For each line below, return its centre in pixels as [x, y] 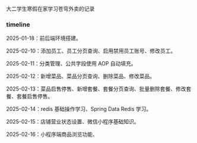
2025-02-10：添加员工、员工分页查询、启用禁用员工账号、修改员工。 [91, 51]
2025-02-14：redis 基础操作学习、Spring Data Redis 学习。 [79, 109]
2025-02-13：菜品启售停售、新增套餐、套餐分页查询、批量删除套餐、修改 [96, 89]
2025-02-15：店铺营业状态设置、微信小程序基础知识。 [73, 122]
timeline [18, 24]
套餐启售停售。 [35, 97]
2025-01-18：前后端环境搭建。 [44, 38]
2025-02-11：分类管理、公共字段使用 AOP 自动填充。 [71, 64]
